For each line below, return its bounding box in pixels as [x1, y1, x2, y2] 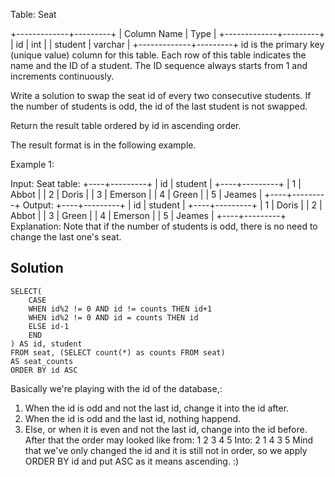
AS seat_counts [10, 356, 74, 366]
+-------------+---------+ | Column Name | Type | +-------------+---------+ [10, 28, 325, 39]
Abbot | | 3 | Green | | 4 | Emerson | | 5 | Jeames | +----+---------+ [10, 210, 287, 221]
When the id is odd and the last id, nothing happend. [24, 412, 242, 424]
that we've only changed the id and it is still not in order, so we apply [24, 444, 308, 456]
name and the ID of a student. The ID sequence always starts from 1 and [10, 60, 308, 71]
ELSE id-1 [28, 321, 70, 331]
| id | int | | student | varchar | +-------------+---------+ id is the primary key [10, 39, 325, 50]
